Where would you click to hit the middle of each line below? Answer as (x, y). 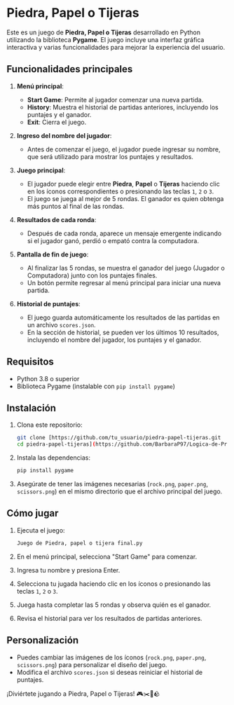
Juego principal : (41, 170)
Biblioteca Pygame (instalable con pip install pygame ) (96, 386)
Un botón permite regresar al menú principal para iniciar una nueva (124, 282)
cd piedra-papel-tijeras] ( (56, 444)
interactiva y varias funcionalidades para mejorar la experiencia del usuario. (116, 47)
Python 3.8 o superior (48, 378)
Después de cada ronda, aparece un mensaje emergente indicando (124, 233)
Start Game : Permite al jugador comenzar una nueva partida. (115, 100)
